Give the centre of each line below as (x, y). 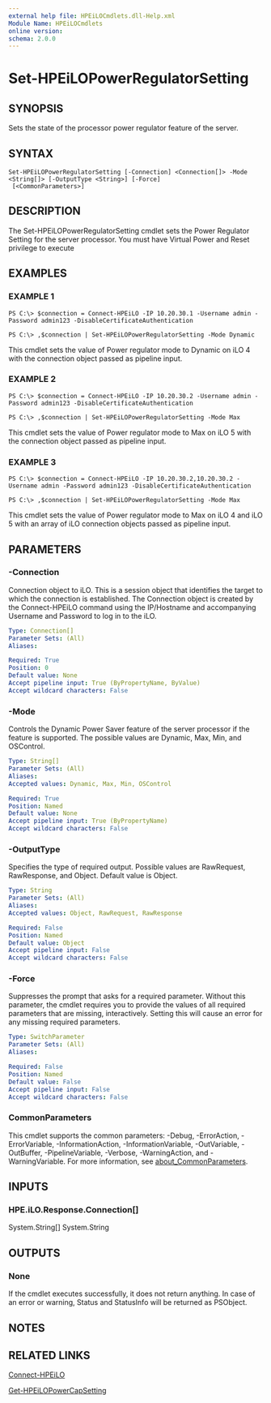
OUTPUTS (34, 1253)
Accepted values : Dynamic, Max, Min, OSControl (90, 783)
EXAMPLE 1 (32, 297)
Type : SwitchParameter (47, 1037)
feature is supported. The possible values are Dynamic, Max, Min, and (125, 738)
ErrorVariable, (32, 1143)
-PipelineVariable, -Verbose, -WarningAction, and (126, 1152)
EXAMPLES (38, 274)
